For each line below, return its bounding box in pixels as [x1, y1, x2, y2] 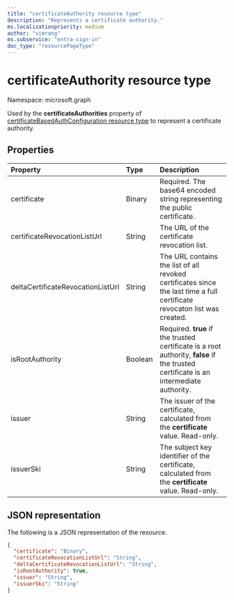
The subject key [159, 442, 212, 452]
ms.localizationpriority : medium [7, 23, 104, 30]
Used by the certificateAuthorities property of [7, 109, 142, 117]
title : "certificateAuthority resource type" [7, 10, 141, 17]
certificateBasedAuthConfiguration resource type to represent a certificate [7, 116, 221, 125]
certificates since [159, 277, 217, 287]
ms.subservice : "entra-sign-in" [7, 36, 101, 43]
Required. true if [159, 323, 214, 333]
